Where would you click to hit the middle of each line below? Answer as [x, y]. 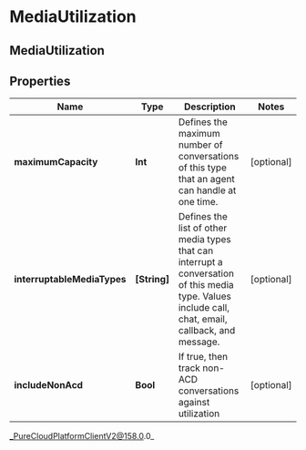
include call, [204, 308]
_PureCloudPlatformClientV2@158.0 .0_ [82, 436]
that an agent [206, 179]
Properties [40, 81]
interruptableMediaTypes [70, 280]
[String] [153, 280]
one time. [198, 202]
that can [196, 251]
